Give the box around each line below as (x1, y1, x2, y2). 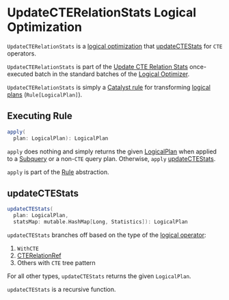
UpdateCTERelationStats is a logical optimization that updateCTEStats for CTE (7, 42, 223, 50)
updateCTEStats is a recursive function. (7, 285, 116, 293)
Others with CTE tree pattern (16, 258, 96, 266)
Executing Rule (7, 110, 73, 122)
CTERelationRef (16, 251, 62, 260)
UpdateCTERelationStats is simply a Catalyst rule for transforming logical (7, 83, 211, 91)
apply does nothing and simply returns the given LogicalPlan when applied (7, 147, 217, 155)
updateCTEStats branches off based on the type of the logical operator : (7, 231, 206, 239)
